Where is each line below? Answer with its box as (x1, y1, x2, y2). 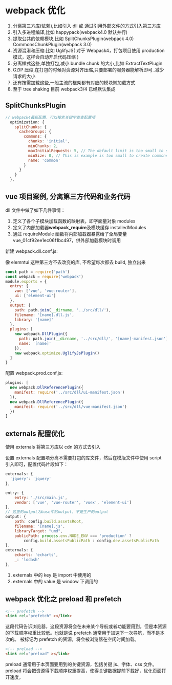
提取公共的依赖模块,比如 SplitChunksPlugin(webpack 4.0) (12, 35, 134, 42)
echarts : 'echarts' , (14, 552, 58, 558)
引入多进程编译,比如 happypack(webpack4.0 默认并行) (12, 29, 128, 35)
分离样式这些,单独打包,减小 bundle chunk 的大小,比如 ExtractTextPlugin (12, 60, 163, 66)
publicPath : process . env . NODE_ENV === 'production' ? (14, 533, 132, 539)
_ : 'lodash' (14, 557, 40, 562)
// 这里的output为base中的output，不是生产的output (5, 509, 109, 514)
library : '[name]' (14, 317, 54, 322)
